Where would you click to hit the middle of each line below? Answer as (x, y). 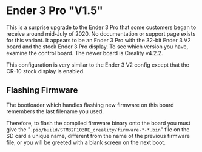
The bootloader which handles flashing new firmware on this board (90, 105)
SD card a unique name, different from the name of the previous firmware (98, 136)
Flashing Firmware (42, 91)
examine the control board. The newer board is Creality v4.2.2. (85, 53)
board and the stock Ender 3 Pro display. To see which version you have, (97, 47)
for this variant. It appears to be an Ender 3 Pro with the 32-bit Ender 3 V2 (99, 40)
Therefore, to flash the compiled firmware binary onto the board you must (99, 123)
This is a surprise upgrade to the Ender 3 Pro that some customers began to (101, 27)
